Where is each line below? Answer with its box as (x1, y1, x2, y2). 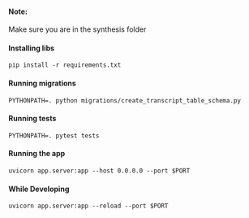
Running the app (8, 149, 66, 159)
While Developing (8, 184, 70, 194)
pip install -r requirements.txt (8, 61, 122, 69)
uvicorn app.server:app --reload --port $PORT (8, 202, 169, 211)
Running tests (8, 114, 57, 124)
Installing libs (8, 43, 55, 53)
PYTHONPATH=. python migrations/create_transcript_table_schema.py (8, 96, 242, 105)
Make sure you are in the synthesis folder (8, 24, 147, 34)
